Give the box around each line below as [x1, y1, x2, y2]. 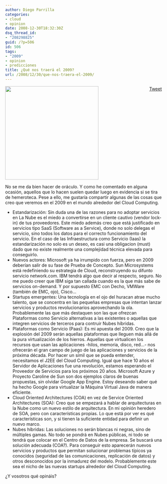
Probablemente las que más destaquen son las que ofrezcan [12, 310, 137, 316]
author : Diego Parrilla [5, 7, 55, 12]
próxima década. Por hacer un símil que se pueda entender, [12, 352, 135, 358]
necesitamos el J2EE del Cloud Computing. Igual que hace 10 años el [12, 357, 154, 363]
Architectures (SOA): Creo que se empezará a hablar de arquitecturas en [12, 400, 162, 406]
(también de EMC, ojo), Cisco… [12, 289, 77, 295]
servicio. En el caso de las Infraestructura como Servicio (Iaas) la [12, 235, 146, 242]
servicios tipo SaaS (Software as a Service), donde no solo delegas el [12, 225, 155, 231]
